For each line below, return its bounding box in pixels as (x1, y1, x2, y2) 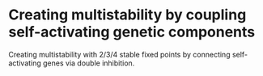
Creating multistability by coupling (8, 6, 247, 24)
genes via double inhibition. (43, 58, 135, 68)
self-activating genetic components (8, 23, 256, 41)
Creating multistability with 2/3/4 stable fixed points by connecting (8, 49, 231, 59)
